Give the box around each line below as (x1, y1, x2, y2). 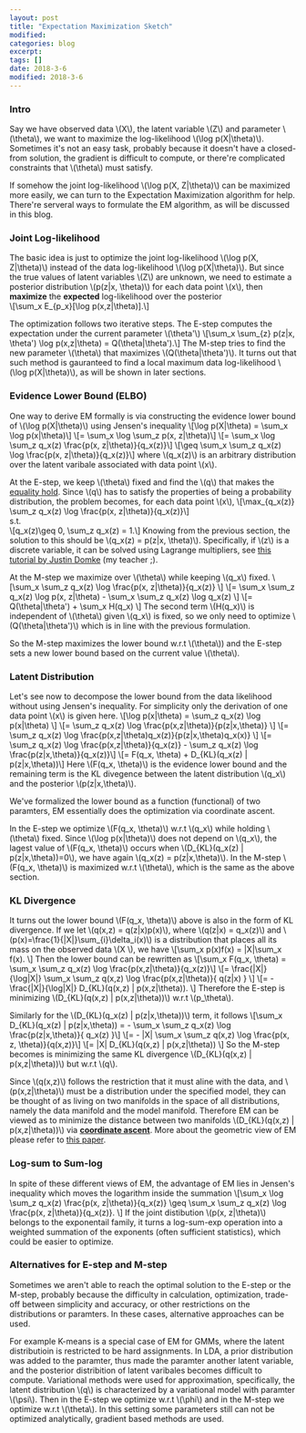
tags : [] (9, 56, 43, 65)
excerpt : (9, 47, 43, 57)
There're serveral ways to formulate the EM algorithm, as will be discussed (9, 200, 290, 211)
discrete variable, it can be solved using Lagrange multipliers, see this (9, 544, 271, 555)
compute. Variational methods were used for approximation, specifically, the (9, 1374, 296, 1386)
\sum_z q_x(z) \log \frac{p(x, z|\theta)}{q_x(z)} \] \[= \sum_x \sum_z (41, 581, 296, 593)
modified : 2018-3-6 (9, 73, 84, 82)
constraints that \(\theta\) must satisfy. (9, 162, 153, 173)
